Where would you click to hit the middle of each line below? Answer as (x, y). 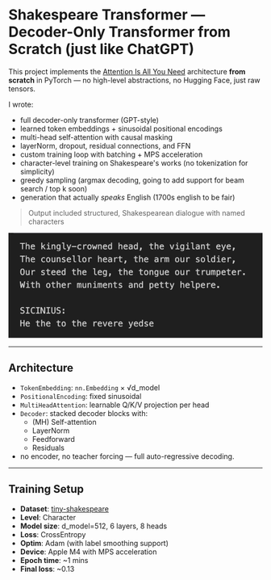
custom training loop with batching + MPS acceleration (111, 154)
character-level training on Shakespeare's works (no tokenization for (134, 162)
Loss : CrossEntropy (53, 534)
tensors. (22, 88)
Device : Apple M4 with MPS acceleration (88, 552)
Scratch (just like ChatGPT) (102, 49)
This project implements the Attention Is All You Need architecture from (127, 71)
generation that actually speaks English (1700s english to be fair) (127, 197)
